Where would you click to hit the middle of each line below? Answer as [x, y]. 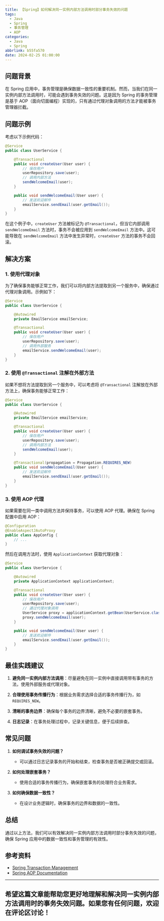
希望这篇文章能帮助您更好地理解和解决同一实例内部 [82, 894]
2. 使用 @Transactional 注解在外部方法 [50, 373]
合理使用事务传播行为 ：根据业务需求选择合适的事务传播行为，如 [76, 695]
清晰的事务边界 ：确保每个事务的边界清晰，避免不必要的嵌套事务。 [78, 711]
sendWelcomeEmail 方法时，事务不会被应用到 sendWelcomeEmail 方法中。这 [78, 230]
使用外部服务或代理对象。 [46, 684]
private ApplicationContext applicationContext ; [64, 581]
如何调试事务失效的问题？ [38, 751]
